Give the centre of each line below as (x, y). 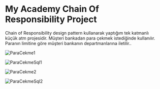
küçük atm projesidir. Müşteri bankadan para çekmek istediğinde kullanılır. (80, 38)
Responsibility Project (51, 19)
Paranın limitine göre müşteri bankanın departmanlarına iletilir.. (68, 43)
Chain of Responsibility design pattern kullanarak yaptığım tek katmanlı (77, 33)
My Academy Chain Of (52, 9)
